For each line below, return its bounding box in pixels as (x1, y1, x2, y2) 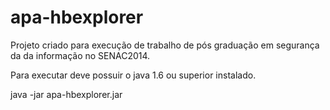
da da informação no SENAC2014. (10, 49, 151, 61)
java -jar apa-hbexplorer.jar (10, 88, 123, 100)
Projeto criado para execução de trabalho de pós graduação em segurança (10, 39, 320, 51)
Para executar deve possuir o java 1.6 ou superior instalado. (10, 69, 257, 81)
